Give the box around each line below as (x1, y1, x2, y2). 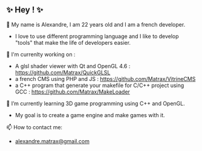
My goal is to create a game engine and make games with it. (15, 111, 165, 118)
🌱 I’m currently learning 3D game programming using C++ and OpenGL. (6, 100, 186, 107)
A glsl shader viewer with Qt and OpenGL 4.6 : (15, 62, 131, 69)
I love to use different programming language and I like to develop (15, 33, 180, 40)
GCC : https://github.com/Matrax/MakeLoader (15, 88, 130, 95)
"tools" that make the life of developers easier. (15, 39, 131, 46)
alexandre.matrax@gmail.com (15, 137, 90, 144)
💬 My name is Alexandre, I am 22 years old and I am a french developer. (6, 21, 186, 28)
